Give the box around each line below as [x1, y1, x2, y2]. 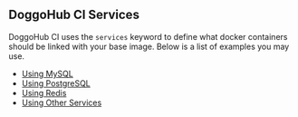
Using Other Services [21, 97, 102, 108]
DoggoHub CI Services [8, 7, 139, 23]
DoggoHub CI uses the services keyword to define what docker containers [8, 31, 288, 42]
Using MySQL [21, 68, 73, 79]
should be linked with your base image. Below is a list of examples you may [8, 41, 290, 52]
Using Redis [21, 87, 67, 98]
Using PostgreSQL [21, 77, 91, 89]
